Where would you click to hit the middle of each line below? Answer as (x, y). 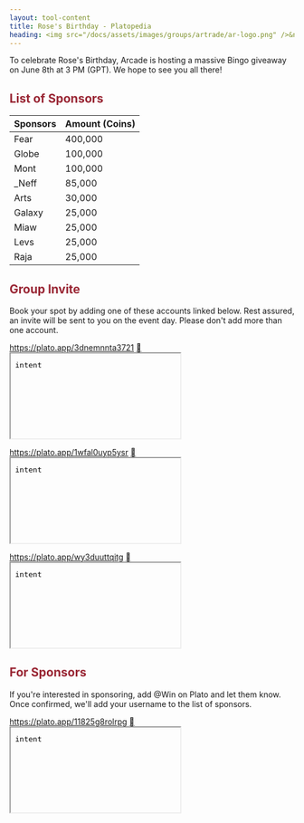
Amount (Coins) (100, 124)
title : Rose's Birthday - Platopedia (81, 26)
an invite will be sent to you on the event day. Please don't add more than (146, 321)
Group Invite (45, 289)
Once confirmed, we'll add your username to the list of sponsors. (131, 703)
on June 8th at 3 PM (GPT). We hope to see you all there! (116, 70)
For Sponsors (48, 672)
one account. (34, 330)
